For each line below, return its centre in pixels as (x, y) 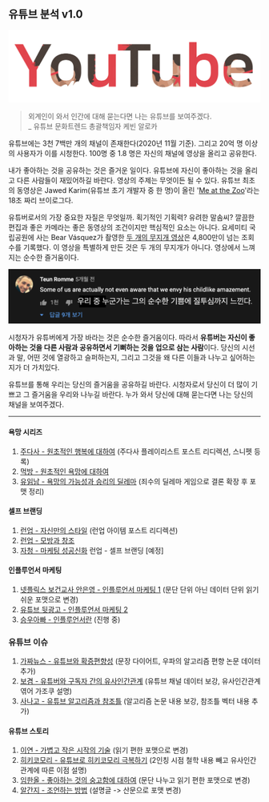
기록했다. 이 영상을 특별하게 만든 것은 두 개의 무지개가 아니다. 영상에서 (132, 247)
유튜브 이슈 (28, 642)
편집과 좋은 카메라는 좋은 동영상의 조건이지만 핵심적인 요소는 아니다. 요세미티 (128, 227)
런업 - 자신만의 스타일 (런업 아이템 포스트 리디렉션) (99, 530)
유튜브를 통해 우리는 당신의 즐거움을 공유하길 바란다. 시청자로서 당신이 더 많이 (129, 385)
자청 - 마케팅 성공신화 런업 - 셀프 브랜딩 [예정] (92, 550)
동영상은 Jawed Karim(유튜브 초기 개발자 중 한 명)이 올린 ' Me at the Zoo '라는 (138, 190)
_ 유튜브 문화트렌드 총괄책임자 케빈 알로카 (92, 126)
